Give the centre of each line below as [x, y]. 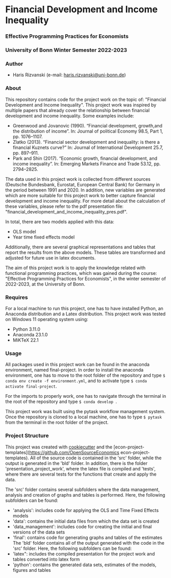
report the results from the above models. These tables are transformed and [86, 252]
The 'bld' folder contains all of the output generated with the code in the [89, 543]
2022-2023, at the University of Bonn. [45, 284]
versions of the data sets [39, 532]
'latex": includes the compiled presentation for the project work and [84, 553]
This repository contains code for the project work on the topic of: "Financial [86, 99]
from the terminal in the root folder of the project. [57, 422]
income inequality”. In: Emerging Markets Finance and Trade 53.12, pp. [87, 164]
